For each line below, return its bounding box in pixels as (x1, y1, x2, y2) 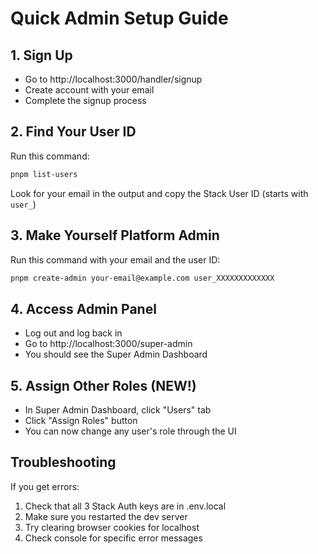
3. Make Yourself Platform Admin (10, 227, 220, 244)
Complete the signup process (24, 95, 147, 106)
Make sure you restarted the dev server (24, 510, 188, 522)
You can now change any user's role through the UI (24, 425, 237, 437)
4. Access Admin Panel (10, 300, 157, 317)
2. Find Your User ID (10, 123, 137, 141)
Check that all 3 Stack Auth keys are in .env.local (24, 500, 227, 512)
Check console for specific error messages (24, 532, 203, 544)
